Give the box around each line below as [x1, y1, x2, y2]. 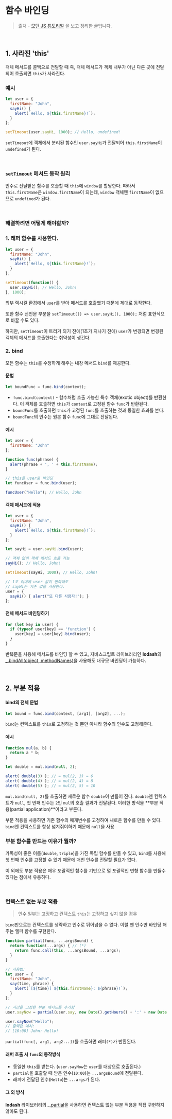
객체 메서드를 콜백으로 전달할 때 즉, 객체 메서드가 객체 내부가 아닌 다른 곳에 [5, 64, 155, 70]
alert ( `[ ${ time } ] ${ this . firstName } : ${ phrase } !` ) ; [14, 986, 128, 991]
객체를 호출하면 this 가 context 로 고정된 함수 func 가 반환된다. [25, 400, 149, 407]
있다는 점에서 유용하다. [5, 874, 51, 880]
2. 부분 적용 [5, 684, 40, 693]
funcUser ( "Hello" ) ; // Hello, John [5, 490, 82, 495]
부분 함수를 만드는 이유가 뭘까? [5, 837, 77, 845]
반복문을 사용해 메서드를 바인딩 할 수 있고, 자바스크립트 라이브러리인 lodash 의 [5, 651, 162, 657]
